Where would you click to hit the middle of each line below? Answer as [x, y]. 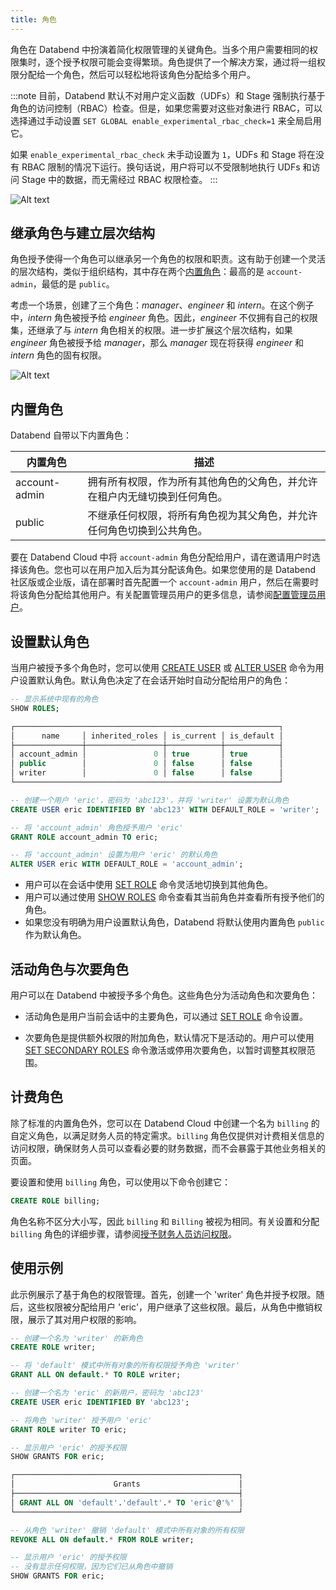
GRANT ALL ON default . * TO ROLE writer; [96, 1375]
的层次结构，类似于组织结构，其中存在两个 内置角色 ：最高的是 [137, 272]
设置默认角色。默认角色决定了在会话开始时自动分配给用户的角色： [154, 680]
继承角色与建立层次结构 [82, 233]
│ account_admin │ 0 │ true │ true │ [147, 754]
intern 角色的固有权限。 [58, 355]
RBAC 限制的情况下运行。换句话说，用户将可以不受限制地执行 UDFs [161, 167]
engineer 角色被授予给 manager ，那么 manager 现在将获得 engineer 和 [157, 343]
